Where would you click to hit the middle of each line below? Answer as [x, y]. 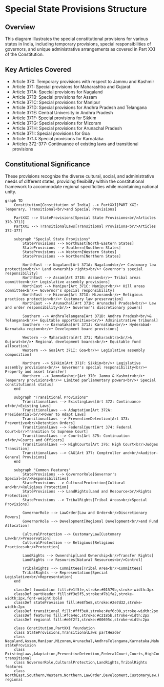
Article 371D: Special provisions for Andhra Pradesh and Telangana [80, 107]
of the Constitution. [24, 54]
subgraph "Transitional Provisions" [51, 397]
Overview [20, 27]
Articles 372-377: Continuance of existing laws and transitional [75, 144]
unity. [11, 192]
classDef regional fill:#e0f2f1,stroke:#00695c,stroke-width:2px [82, 620]
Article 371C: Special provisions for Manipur [56, 102]
